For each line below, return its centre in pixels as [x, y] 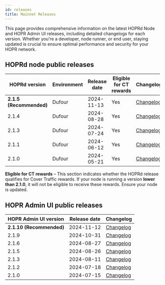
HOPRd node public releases [50, 64]
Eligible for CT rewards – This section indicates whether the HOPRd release [82, 174]
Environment [68, 85]
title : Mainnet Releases [30, 14]
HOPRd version [27, 85]
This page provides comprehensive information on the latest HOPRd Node [80, 28]
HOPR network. [21, 49]
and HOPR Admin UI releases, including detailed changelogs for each [75, 33]
